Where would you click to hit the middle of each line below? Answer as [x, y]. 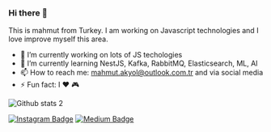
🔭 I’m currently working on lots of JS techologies [101, 55]
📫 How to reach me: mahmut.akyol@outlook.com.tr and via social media [142, 73]
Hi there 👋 [28, 13]
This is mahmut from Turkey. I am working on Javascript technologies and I [133, 31]
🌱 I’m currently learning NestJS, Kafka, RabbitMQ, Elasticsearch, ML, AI [139, 63]
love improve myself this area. [58, 39]
